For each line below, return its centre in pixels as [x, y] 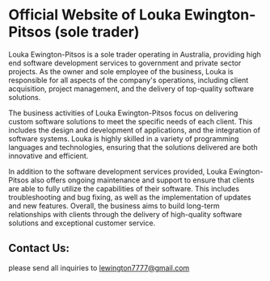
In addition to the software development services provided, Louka [118, 171]
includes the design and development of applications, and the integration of [135, 130]
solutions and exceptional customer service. [82, 223]
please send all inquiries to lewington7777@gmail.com [99, 267]
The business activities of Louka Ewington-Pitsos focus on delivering [123, 113]
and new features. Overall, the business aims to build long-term [114, 206]
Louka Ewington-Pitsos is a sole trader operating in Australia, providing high [135, 54]
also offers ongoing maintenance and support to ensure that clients [142, 180]
